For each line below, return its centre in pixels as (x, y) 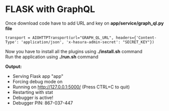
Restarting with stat (33, 92)
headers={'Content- (136, 38)
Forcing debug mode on (38, 81)
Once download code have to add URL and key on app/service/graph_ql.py (84, 23)
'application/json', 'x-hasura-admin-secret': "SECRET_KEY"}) (88, 42)
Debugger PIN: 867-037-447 (43, 103)
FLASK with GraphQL (50, 9)
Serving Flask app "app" (38, 76)
